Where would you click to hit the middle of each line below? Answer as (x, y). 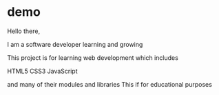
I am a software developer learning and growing (75, 44)
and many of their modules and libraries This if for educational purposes (109, 84)
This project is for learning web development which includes (93, 57)
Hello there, (23, 31)
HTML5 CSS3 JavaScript (42, 71)
